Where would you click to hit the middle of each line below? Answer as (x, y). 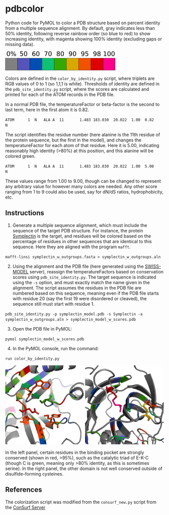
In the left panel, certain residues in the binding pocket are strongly (75, 452)
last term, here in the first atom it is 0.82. (47, 110)
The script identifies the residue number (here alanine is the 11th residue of (83, 134)
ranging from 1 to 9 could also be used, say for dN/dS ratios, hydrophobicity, (84, 192)
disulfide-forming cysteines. (34, 474)
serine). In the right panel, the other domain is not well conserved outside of (84, 469)
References (24, 490)
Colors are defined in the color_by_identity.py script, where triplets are (80, 78)
